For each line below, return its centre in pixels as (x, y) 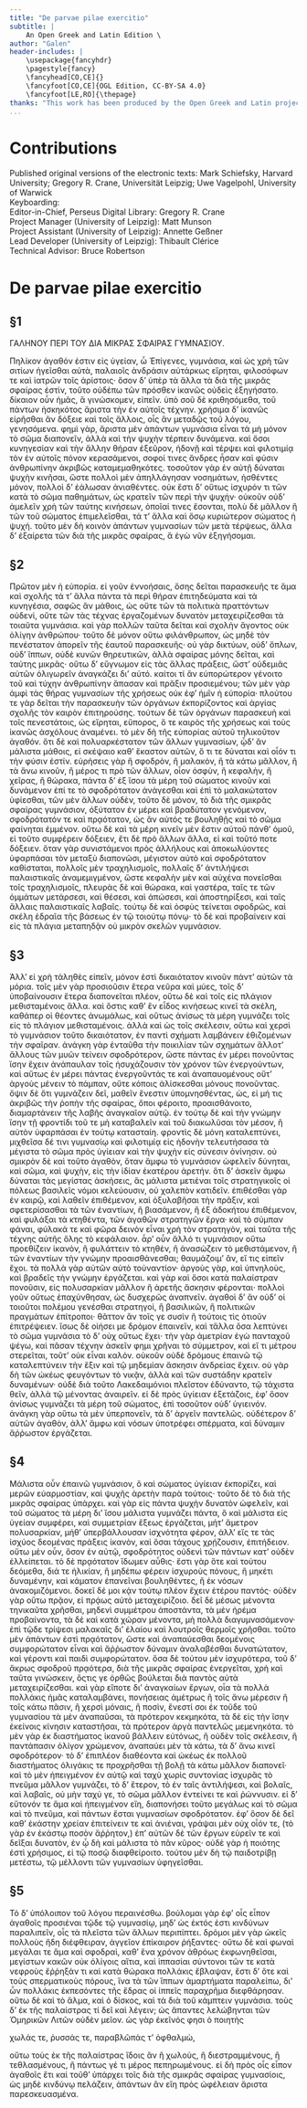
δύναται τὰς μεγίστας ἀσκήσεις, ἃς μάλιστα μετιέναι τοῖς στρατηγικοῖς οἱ (150, 1180)
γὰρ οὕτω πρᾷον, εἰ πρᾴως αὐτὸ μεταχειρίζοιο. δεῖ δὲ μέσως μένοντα (143, 1600)
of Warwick (31, 193)
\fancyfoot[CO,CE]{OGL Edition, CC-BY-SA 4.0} (116, 86)
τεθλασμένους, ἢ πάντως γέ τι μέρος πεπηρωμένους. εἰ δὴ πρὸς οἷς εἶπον (151, 2064)
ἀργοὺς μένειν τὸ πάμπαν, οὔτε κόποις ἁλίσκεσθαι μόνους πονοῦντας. (145, 1083)
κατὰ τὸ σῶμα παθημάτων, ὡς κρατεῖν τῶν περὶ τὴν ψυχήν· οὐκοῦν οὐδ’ (147, 497)
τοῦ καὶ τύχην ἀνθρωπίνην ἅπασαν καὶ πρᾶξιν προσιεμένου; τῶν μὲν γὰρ (150, 684)
